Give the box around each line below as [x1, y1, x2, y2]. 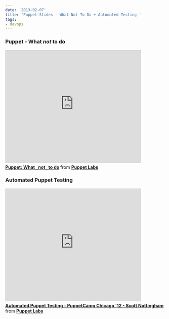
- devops [5, 21, 24, 27]
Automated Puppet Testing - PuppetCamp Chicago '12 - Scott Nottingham [5, 302, 164, 308]
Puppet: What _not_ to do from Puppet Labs [5, 164, 99, 170]
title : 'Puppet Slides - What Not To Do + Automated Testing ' [5, 12, 142, 17]
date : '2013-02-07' [5, 7, 47, 13]
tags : [5, 17, 17, 22]
